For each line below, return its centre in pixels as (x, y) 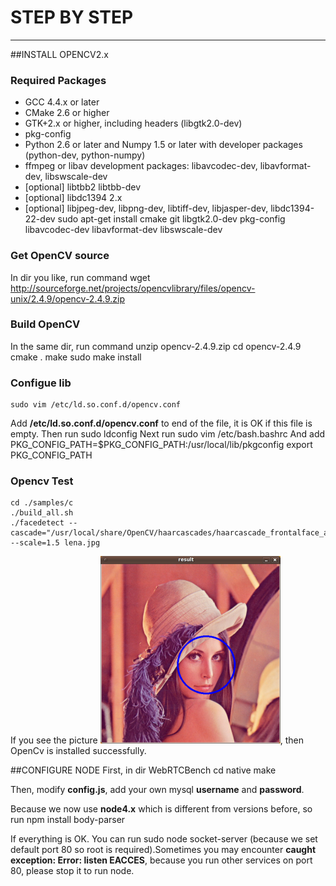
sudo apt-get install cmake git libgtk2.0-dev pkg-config (171, 219)
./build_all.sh (42, 513)
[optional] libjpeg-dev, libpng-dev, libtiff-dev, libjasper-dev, (146, 208)
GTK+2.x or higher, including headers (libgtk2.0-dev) (133, 123)
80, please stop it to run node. (72, 871)
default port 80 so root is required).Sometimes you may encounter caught (163, 850)
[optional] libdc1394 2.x (73, 198)
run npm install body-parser (68, 820)
